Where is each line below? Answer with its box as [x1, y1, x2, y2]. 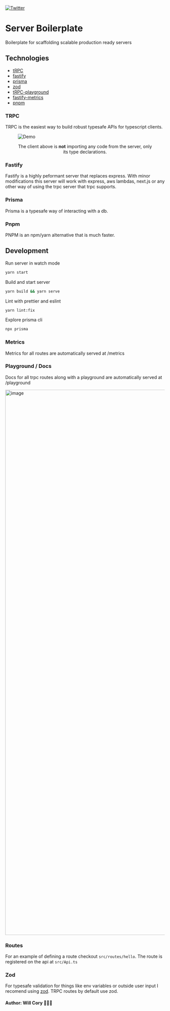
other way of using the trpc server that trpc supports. [5, 184, 116, 190]
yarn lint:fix [5, 308, 35, 313]
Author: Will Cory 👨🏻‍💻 [5, 1000, 53, 1006]
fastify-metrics [12, 94, 44, 100]
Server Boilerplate [5, 23, 83, 34]
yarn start [5, 270, 28, 275]
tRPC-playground [12, 89, 49, 95]
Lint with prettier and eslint [5, 298, 61, 304]
